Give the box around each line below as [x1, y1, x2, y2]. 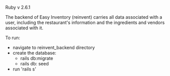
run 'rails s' [12, 66, 37, 72]
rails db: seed [20, 61, 49, 66]
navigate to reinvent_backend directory [12, 45, 95, 50]
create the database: [12, 50, 56, 56]
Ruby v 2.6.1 [5, 5, 31, 10]
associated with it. [5, 25, 44, 31]
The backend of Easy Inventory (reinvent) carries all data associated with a [5, 14, 162, 20]
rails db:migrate [20, 55, 53, 61]
